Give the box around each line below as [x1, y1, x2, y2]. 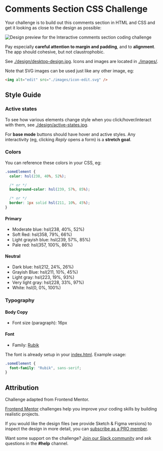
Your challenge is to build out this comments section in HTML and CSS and [5, 20, 156, 25]
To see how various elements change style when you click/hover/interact [5, 116, 152, 123]
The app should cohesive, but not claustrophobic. [5, 49, 105, 55]
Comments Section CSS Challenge [5, 3, 148, 15]
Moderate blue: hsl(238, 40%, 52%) [12, 226, 85, 233]
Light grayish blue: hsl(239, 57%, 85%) [12, 237, 91, 243]
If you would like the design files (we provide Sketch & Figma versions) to [5, 421, 152, 427]
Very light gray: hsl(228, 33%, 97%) [12, 279, 84, 285]
